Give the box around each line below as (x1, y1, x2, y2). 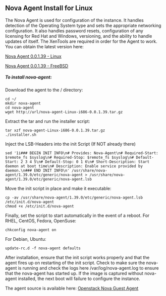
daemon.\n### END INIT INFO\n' (5, 168, 70, 173)
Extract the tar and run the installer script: (5, 118, 90, 124)
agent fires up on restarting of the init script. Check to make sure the (5, 260, 145, 266)
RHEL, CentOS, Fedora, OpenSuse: (5, 217, 77, 223)
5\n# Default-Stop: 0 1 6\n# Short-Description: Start (34, 159, 150, 164)
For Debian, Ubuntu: (5, 236, 47, 242)
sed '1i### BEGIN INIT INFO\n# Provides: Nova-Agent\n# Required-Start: (5, 150, 159, 156)
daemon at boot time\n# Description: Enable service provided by (5, 164, 143, 169)
